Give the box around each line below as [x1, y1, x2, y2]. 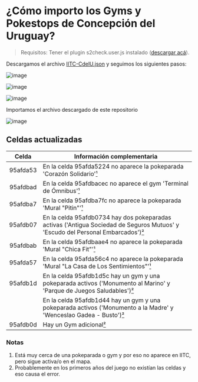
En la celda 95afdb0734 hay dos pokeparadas [42, 213, 171, 221]
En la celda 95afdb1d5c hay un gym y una [42, 271, 160, 280]
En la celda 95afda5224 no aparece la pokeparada [42, 162, 184, 170]
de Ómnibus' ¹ [42, 186, 80, 195]
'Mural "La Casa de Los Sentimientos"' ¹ [42, 262, 151, 270]
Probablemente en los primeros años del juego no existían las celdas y [14, 364, 186, 371]
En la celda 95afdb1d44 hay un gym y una [42, 296, 161, 304]
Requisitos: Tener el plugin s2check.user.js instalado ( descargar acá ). [20, 48, 190, 56]
